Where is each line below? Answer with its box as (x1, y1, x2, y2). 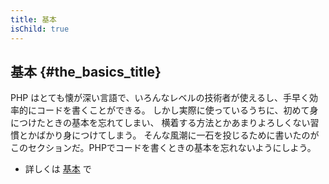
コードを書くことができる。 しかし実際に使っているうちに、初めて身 (36, 104, 319, 116)
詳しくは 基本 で (24, 163, 92, 175)
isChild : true (10, 24, 70, 34)
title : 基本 (10, 14, 57, 25)
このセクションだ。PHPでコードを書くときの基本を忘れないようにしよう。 (10, 142, 317, 154)
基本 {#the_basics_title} (10, 63, 162, 80)
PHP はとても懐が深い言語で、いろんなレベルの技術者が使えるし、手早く (10, 92, 310, 104)
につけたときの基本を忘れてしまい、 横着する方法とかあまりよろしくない (10, 117, 311, 129)
